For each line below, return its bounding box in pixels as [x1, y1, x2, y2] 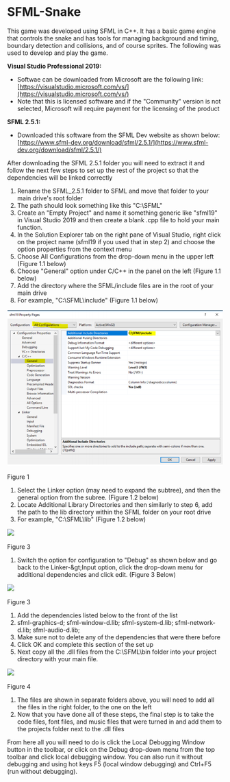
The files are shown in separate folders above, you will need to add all [16, 696, 214, 704]
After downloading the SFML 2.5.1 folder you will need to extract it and [7, 158, 205, 167]
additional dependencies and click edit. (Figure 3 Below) [16, 570, 177, 578]
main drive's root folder [16, 193, 84, 202]
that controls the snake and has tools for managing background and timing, [7, 34, 219, 42]
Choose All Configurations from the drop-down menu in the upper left [16, 252, 214, 261]
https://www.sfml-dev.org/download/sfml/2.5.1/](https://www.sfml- [19, 138, 209, 146]
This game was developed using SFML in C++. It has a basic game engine [7, 27, 216, 35]
